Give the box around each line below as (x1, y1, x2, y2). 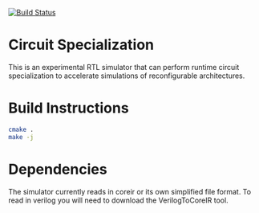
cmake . (8, 125, 34, 133)
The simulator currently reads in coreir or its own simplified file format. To (8, 186, 251, 196)
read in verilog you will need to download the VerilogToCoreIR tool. (8, 195, 229, 205)
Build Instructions (8, 99, 130, 117)
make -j (8, 133, 34, 141)
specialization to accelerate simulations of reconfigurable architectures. (8, 71, 245, 80)
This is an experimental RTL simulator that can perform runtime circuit (8, 62, 240, 72)
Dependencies (8, 160, 107, 178)
